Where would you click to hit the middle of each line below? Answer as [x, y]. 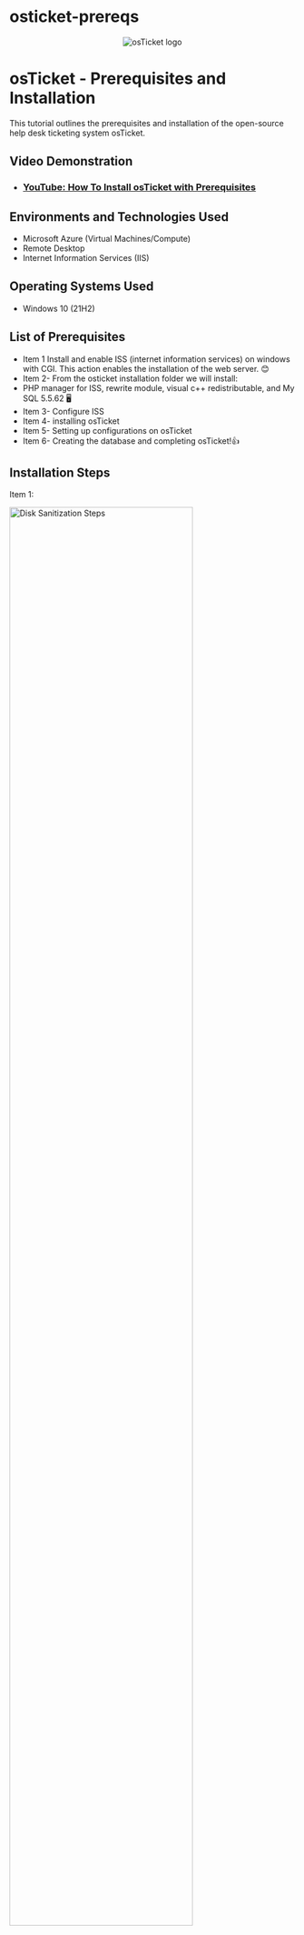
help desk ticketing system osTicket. [78, 133]
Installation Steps [60, 473]
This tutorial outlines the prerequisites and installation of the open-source [147, 123]
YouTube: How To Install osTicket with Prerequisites [139, 187]
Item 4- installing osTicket [71, 421]
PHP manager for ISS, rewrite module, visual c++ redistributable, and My [158, 387]
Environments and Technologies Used [119, 217]
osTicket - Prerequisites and [118, 79]
